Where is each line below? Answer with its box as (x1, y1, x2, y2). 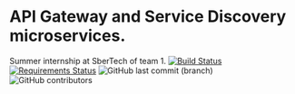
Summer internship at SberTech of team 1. (9, 55, 166, 66)
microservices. (9, 25, 126, 46)
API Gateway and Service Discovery (9, 6, 287, 27)
